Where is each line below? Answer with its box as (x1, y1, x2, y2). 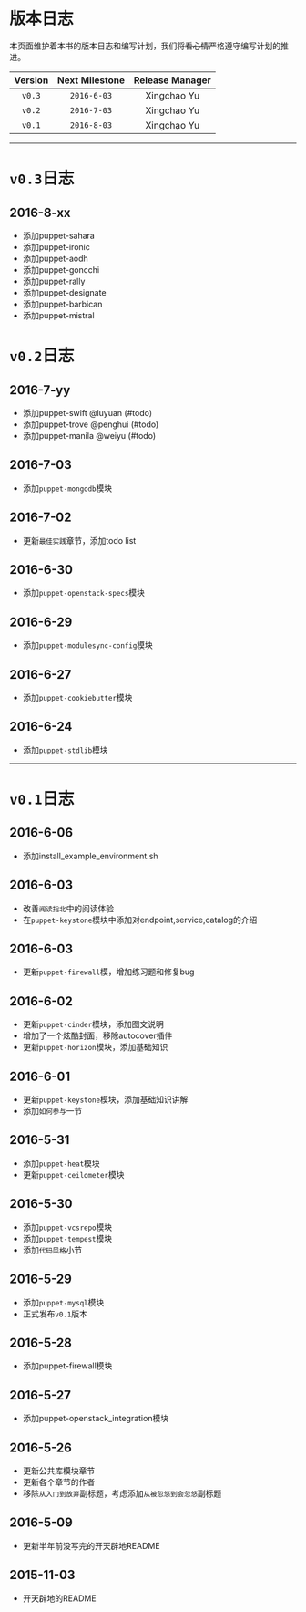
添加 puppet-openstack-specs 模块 (22, 588, 146, 598)
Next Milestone (57, 74, 126, 87)
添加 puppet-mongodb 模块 (22, 483, 113, 494)
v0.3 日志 (9, 168, 75, 189)
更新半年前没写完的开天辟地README (22, 1540, 161, 1551)
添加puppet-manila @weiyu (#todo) (22, 430, 157, 441)
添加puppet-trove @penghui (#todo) (22, 419, 159, 430)
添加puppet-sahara (22, 230, 96, 241)
